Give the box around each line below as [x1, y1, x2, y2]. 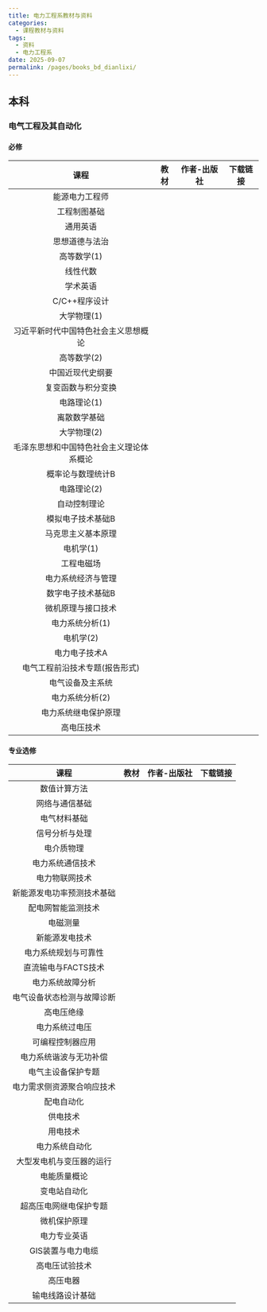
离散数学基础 [56, 412, 105, 423]
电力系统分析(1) [51, 618, 111, 629]
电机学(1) [63, 543, 99, 554]
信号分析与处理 [36, 828, 93, 839]
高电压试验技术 [36, 1260, 93, 1271]
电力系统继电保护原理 [41, 707, 121, 718]
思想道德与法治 [52, 236, 109, 247]
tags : [8, 33, 26, 42]
